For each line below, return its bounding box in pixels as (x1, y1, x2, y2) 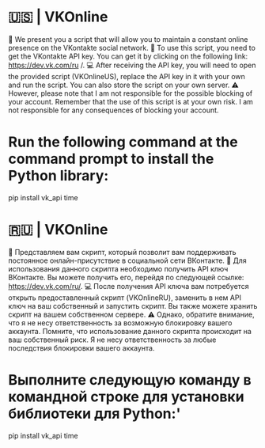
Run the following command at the (8, 133, 239, 151)
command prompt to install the (8, 150, 214, 168)
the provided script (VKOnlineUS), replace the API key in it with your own (8, 71, 245, 81)
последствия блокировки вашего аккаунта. (8, 343, 156, 352)
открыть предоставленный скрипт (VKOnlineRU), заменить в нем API (8, 293, 241, 302)
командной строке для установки (8, 388, 244, 405)
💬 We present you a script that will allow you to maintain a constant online (8, 34, 248, 44)
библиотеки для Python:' (8, 404, 181, 423)
